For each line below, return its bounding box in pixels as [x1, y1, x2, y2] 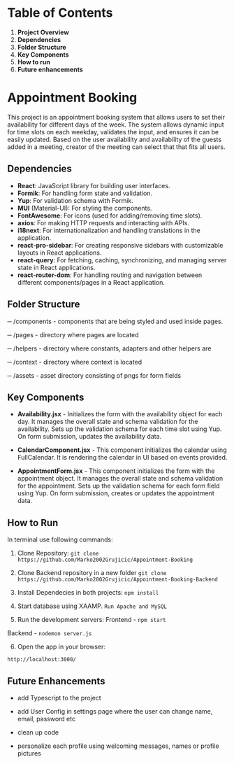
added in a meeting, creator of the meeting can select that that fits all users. [7, 142, 226, 151]
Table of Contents [7, 5, 113, 21]
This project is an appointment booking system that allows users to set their [7, 113, 226, 121]
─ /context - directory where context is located [7, 358, 142, 366]
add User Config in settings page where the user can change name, [17, 707, 213, 715]
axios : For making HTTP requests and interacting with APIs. [17, 218, 190, 227]
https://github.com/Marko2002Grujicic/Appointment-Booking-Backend [17, 576, 218, 583]
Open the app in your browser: [17, 642, 106, 651]
